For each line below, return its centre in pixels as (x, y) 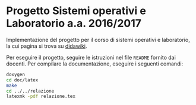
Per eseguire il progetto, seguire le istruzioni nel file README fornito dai (91, 57)
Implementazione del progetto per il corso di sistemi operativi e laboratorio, (98, 40)
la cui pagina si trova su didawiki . (47, 46)
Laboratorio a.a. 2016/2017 (74, 23)
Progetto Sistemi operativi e (76, 11)
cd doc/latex (22, 80)
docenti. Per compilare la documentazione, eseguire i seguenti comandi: (95, 64)
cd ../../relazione (30, 91)
